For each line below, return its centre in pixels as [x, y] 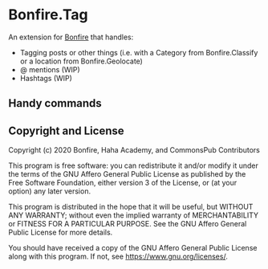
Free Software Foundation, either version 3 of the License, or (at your [123, 183]
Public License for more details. [61, 232]
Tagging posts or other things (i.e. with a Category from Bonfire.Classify [139, 52]
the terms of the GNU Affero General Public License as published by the [127, 174]
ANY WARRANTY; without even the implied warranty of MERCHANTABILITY [134, 215]
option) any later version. [49, 191]
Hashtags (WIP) [46, 78]
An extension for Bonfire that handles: [71, 37]
